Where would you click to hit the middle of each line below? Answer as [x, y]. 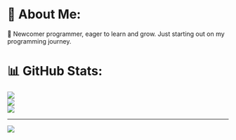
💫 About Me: [44, 14]
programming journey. [39, 41]
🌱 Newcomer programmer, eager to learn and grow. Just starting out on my [116, 34]
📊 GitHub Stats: [55, 71]
